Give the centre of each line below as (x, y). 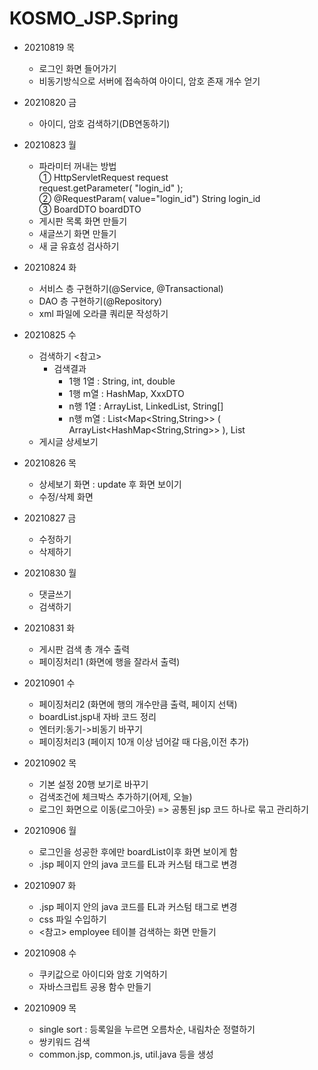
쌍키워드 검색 (64, 1041)
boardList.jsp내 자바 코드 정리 (97, 716)
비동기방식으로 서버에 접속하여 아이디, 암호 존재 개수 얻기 (149, 81)
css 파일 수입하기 (72, 919)
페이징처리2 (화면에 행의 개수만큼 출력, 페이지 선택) (138, 704)
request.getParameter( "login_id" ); (111, 188)
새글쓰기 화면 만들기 (77, 233)
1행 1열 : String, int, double (122, 381)
